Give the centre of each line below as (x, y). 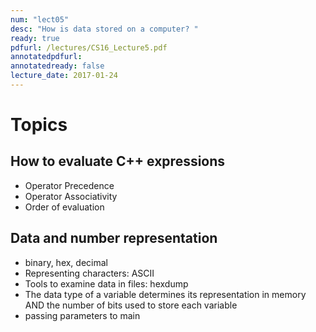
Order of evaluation (64, 207)
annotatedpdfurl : (46, 57)
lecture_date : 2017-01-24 (64, 76)
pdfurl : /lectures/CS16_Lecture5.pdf (89, 47)
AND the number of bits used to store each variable (131, 305)
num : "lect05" (40, 19)
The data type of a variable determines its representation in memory (165, 294)
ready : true (35, 38)
